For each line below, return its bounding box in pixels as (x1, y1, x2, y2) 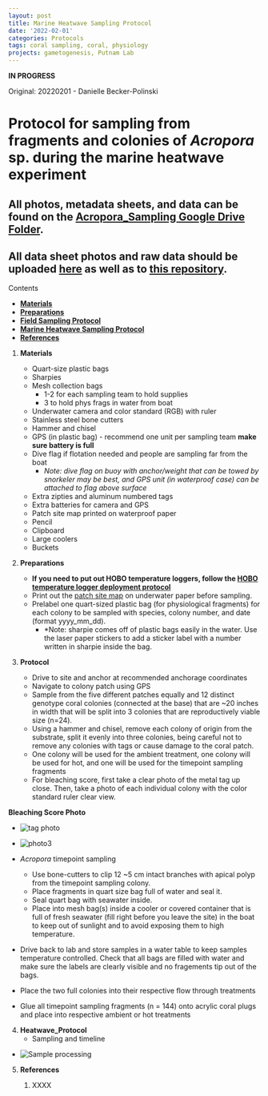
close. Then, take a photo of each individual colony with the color (31, 784, 248, 793)
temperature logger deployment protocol (31, 582, 171, 592)
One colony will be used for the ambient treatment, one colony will (31, 750, 250, 760)
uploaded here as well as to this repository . (8, 262, 228, 276)
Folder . (8, 222, 44, 236)
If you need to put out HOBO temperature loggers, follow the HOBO (31, 574, 258, 583)
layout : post (8, 11, 52, 20)
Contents (8, 284, 38, 293)
